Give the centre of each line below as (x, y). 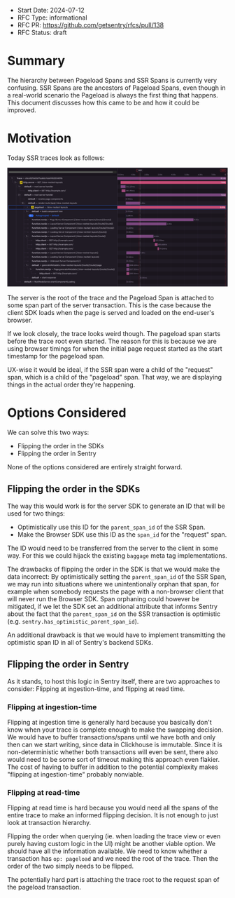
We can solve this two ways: (48, 432)
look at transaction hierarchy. (49, 823)
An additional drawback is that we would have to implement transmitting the (116, 635)
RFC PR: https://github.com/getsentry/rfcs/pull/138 (91, 25)
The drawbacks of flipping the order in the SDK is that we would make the (114, 569)
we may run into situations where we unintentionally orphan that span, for (113, 584)
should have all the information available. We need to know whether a (107, 851)
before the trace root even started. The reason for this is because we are (112, 341)
